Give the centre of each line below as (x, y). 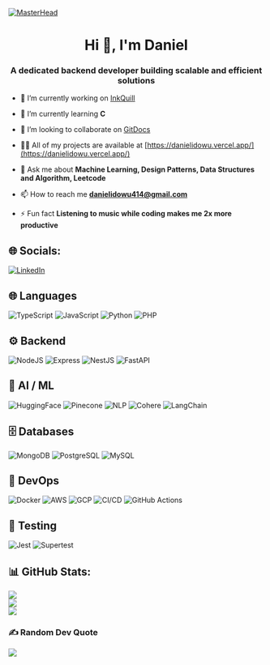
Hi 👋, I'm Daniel (136, 45)
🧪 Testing (33, 525)
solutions (136, 81)
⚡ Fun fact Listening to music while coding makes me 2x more (126, 214)
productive (39, 225)
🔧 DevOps (34, 481)
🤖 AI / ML (31, 386)
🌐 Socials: (35, 251)
